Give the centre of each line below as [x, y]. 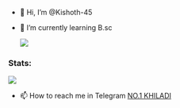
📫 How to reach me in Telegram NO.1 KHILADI [96, 96]
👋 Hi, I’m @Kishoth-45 [56, 12]
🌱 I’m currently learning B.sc [66, 27]
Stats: [20, 63]
